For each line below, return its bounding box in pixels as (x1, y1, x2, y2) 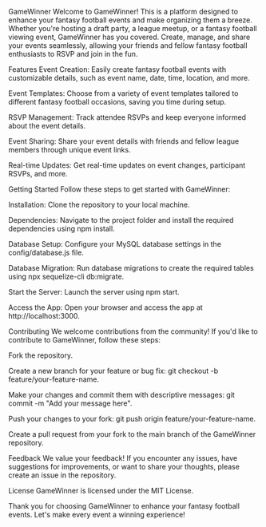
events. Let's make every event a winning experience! (8, 510, 185, 519)
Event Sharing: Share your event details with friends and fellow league (8, 137, 240, 146)
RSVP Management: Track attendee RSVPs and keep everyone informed (8, 113, 246, 122)
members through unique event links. (8, 145, 131, 154)
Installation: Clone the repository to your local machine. (8, 200, 190, 209)
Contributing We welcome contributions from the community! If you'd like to (8, 327, 258, 336)
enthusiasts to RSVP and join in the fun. (8, 50, 138, 58)
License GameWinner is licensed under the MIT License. (8, 486, 194, 495)
